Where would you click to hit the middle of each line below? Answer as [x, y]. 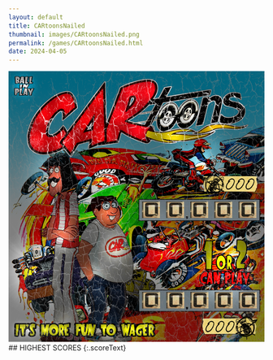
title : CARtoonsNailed [47, 26]
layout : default [36, 17]
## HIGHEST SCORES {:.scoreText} [67, 348]
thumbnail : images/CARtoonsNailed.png [74, 34]
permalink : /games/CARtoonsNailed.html [76, 43]
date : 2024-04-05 [38, 52]
